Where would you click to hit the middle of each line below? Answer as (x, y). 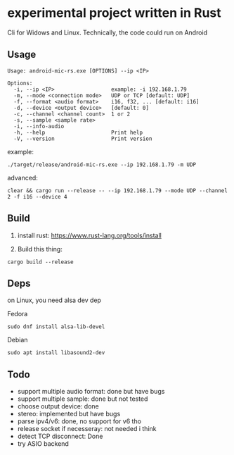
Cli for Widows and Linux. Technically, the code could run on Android (108, 32)
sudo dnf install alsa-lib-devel (56, 327)
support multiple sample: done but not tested (83, 399)
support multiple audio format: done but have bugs (91, 392)
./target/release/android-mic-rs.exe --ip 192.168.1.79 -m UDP (102, 164)
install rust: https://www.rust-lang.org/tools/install (89, 235)
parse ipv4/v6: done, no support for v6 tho (79, 421)
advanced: (23, 177)
